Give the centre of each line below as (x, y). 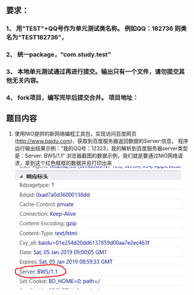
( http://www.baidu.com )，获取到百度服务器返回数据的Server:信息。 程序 (101, 141)
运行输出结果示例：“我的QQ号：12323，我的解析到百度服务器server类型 (101, 148)
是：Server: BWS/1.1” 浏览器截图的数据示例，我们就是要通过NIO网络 (96, 155)
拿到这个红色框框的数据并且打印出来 (68, 163)
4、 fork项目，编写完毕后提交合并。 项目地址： (72, 98)
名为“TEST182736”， (37, 37)
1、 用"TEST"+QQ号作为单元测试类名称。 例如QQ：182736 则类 (96, 29)
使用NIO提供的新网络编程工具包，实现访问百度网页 (75, 133)
